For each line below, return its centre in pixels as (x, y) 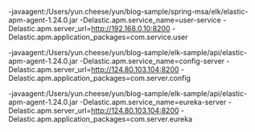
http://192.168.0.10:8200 (131, 28)
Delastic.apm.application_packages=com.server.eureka (101, 119)
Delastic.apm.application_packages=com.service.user (98, 37)
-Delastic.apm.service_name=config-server (152, 61)
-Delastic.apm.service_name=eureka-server (153, 102)
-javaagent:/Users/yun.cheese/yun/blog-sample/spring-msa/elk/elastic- (128, 12)
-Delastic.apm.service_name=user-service (150, 20)
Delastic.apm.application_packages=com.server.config (100, 78)
